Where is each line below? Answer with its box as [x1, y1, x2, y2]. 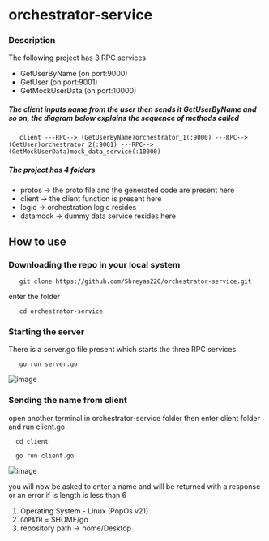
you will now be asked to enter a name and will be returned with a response [8, 481, 261, 492]
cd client [15, 437, 49, 445]
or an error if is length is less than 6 [8, 490, 127, 500]
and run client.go [8, 422, 66, 432]
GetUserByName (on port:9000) [19, 69, 128, 79]
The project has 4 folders [8, 165, 96, 175]
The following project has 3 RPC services [8, 53, 147, 62]
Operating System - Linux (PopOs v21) [19, 505, 149, 516]
